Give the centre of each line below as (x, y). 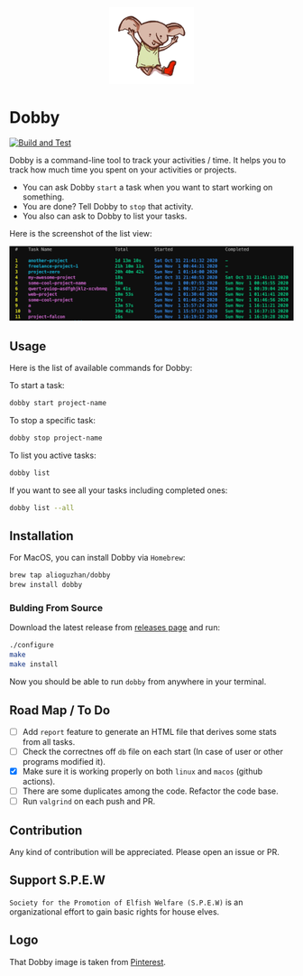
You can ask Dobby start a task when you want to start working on (147, 187)
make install (34, 665)
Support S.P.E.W (58, 881)
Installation (41, 536)
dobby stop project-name (56, 438)
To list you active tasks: (53, 455)
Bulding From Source (56, 609)
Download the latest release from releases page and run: (115, 627)
